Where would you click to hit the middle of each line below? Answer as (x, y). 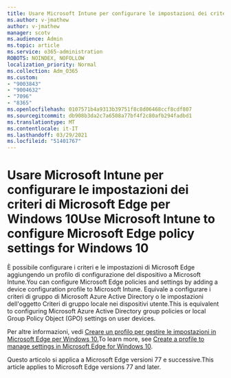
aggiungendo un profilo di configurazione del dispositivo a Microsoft (104, 275)
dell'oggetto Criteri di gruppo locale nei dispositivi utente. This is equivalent (113, 304)
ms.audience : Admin (35, 39)
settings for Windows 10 (78, 248)
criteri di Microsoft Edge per (89, 204)
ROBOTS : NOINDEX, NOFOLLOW (46, 58)
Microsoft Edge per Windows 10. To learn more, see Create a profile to (106, 339)
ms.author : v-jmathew (38, 20)
